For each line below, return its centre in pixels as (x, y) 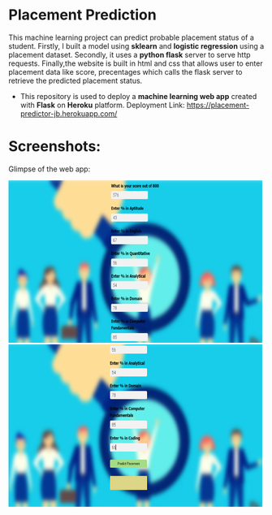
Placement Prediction (82, 15)
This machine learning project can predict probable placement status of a (131, 37)
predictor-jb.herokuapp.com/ (69, 113)
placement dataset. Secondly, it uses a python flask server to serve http (130, 54)
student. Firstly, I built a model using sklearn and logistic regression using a (136, 45)
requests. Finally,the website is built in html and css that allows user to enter (136, 63)
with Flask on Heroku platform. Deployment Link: (102, 105)
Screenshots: (55, 147)
